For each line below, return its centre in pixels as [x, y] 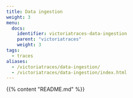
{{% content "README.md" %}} [46, 89]
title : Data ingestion [34, 12]
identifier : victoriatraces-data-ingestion [72, 34]
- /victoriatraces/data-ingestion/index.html [69, 72]
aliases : [17, 61]
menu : [13, 23]
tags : [13, 50]
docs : [19, 28]
